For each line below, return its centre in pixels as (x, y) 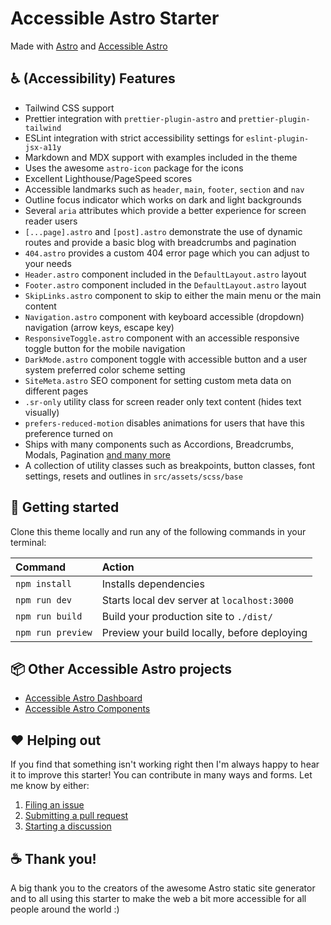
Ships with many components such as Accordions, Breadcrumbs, (159, 444)
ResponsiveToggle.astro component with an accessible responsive (162, 338)
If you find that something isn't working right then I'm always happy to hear (165, 764)
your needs (48, 263)
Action (118, 567)
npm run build (49, 616)
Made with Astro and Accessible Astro (89, 46)
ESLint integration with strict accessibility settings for (134, 138)
